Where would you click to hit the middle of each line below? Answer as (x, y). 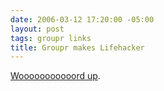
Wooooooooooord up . (55, 76)
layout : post (37, 29)
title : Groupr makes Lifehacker (77, 47)
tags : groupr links (51, 38)
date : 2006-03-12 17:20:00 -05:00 (82, 19)
